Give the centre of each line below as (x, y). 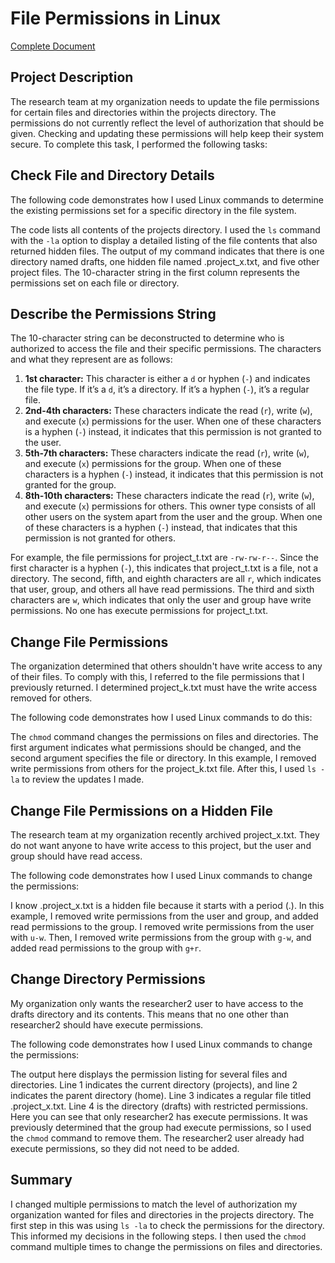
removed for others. (51, 698)
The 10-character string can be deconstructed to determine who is (147, 338)
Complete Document (53, 46)
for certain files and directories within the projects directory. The (143, 112)
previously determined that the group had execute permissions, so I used (161, 1127)
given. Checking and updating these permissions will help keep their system (167, 133)
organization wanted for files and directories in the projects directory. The (162, 1214)
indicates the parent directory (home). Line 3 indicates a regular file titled (161, 1095)
